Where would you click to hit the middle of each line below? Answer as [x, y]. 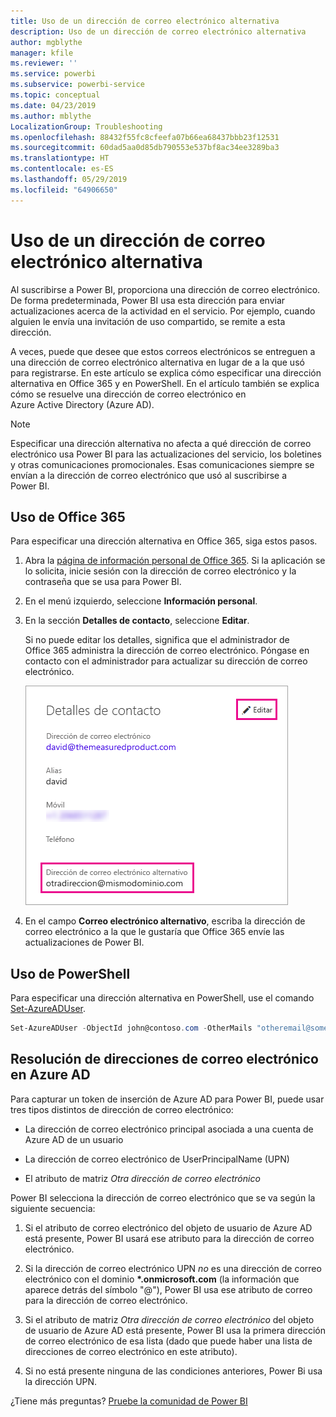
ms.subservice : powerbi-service [77, 85]
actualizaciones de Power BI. [84, 942]
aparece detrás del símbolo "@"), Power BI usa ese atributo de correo [168, 1289]
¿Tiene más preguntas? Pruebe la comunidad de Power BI [129, 1401]
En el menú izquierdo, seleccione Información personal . [141, 601]
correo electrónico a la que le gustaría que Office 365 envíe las [154, 932]
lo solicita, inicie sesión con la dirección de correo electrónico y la [160, 571]
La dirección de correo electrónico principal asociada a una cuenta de [169, 1129]
